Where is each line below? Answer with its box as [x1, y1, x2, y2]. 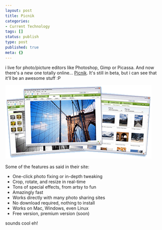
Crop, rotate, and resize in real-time [12, 179, 86, 185]
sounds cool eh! [5, 220, 38, 226]
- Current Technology [5, 24, 50, 29]
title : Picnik [5, 13, 35, 18]
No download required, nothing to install [12, 200, 95, 206]
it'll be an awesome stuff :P [5, 75, 61, 81]
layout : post [5, 8, 32, 13]
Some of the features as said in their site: [5, 164, 90, 170]
